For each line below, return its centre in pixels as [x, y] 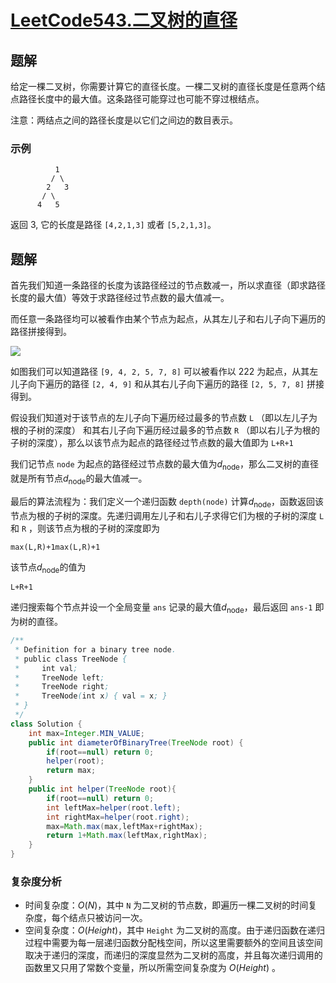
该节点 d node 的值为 [48, 568]
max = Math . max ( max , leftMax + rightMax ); [124, 826]
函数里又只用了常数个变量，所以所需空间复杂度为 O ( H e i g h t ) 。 [152, 968]
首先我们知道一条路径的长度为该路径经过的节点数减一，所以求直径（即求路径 [168, 285]
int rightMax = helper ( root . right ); [118, 817]
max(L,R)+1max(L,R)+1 [55, 547]
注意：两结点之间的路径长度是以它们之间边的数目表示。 [124, 120]
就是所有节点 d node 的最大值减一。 [79, 479]
